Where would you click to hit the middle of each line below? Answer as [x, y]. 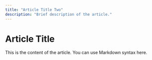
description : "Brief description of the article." [59, 14]
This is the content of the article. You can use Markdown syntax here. [76, 53]
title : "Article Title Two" [34, 10]
